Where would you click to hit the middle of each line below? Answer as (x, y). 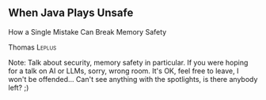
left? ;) (19, 87)
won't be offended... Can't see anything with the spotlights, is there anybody (133, 79)
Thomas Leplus (32, 47)
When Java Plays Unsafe (71, 13)
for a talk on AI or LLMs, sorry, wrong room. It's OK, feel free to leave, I (123, 71)
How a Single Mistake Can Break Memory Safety (87, 31)
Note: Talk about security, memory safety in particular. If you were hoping (128, 62)
